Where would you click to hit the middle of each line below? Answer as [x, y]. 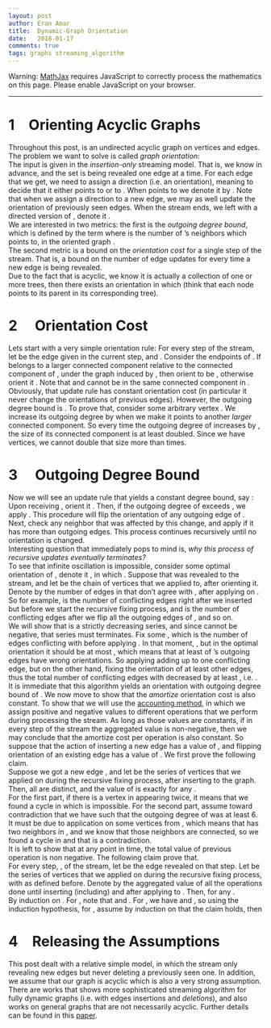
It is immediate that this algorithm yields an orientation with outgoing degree [135, 686]
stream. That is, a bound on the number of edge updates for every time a [129, 258]
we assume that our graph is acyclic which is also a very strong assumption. [135, 980]
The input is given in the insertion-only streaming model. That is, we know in [135, 164]
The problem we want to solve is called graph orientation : [104, 156]
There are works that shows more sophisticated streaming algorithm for [127, 989]
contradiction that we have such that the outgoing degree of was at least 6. [133, 814]
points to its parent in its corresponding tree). [83, 293]
